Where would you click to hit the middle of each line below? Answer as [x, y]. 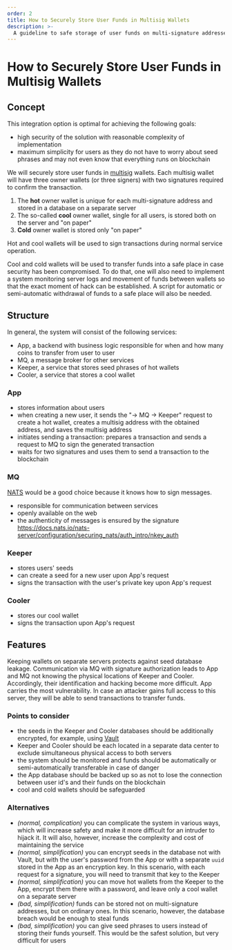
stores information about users [61, 408]
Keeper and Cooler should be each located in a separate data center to [118, 746]
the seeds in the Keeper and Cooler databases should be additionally [115, 731]
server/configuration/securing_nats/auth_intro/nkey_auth [98, 535]
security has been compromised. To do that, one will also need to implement [116, 272]
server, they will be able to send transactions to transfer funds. [96, 698]
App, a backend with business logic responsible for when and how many [120, 346]
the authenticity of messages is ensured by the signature [98, 520]
